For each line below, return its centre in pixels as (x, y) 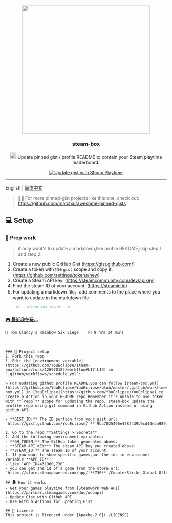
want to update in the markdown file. (51, 298)
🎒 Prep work (21, 237)
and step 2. (30, 254)
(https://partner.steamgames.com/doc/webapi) (55, 493)
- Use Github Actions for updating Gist (49, 502)
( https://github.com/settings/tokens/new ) (56, 275)
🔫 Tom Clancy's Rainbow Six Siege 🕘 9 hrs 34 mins (65, 333)
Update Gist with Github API (41, 497)
